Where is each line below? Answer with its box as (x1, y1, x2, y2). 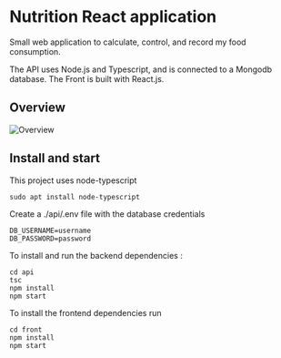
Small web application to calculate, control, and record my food (9, 36, 247, 47)
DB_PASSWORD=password (9, 234, 92, 243)
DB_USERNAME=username (9, 226, 92, 235)
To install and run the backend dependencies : (9, 250, 184, 261)
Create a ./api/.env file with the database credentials (9, 208, 206, 220)
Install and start (9, 150, 100, 166)
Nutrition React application (9, 6, 217, 27)
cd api (9, 267, 35, 277)
